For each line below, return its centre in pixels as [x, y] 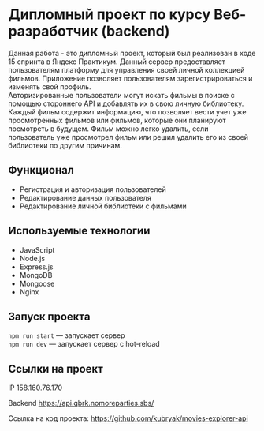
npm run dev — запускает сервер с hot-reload [84, 344]
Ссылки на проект [56, 369]
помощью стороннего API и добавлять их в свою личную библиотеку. [126, 103]
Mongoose [37, 283]
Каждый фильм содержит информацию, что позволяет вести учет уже [127, 111]
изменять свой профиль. [50, 86]
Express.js [36, 267]
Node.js [32, 258]
